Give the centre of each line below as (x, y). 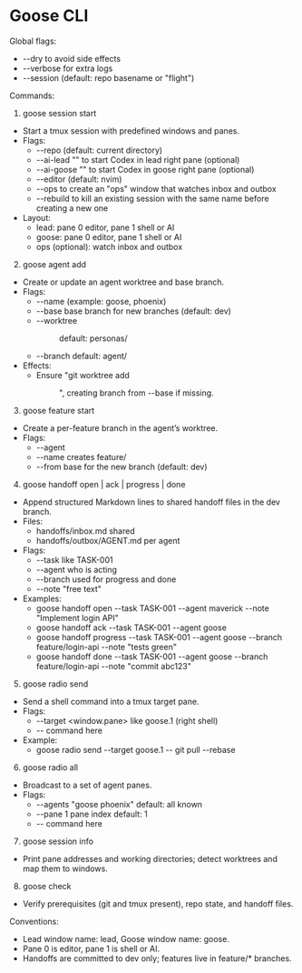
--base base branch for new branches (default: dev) (133, 311)
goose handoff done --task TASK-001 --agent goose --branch (152, 657)
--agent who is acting (77, 569)
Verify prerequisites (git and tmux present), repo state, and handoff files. (158, 903)
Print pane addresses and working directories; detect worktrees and (150, 858)
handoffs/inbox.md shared (85, 531)
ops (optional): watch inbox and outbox (109, 246)
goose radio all (50, 767)
